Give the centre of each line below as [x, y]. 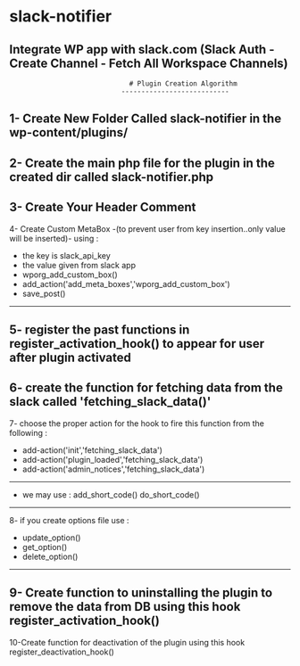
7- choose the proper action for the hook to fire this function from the [137, 423]
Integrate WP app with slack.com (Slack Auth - [142, 49]
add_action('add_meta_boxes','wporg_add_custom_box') [126, 284]
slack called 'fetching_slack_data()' [110, 402]
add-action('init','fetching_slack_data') [92, 450]
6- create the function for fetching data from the [146, 388]
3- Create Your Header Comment [103, 207]
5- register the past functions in [100, 329]
